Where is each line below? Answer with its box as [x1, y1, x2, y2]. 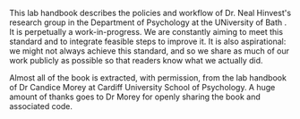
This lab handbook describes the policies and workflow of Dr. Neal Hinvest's [9, 8, 292, 18]
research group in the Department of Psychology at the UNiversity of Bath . [9, 17, 287, 28]
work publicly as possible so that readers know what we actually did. [9, 55, 263, 65]
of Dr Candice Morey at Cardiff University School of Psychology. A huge [9, 82, 276, 92]
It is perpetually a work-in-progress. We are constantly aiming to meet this [9, 27, 284, 37]
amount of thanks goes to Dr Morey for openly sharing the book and [9, 91, 261, 102]
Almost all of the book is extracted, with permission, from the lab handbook [9, 72, 287, 83]
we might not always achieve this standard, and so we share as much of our [9, 46, 289, 56]
